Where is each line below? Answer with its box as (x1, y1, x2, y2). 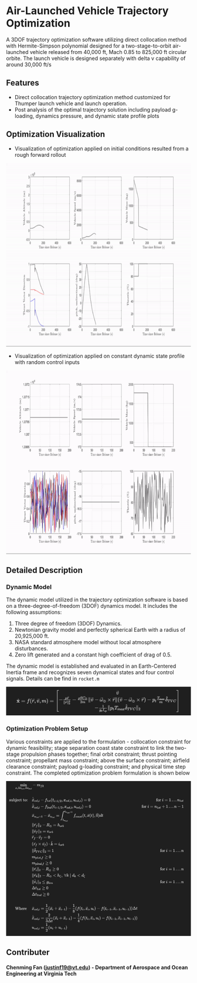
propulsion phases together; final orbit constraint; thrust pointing (21, 750, 178, 758)
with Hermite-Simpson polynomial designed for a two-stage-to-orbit (6, 42, 172, 49)
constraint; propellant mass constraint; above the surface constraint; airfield (6, 756, 190, 764)
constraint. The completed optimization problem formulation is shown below (6, 769, 191, 776)
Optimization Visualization (6, 129, 106, 139)
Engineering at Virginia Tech (6, 970, 77, 977)
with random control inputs (14, 358, 80, 365)
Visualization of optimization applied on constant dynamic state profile (14, 352, 185, 359)
